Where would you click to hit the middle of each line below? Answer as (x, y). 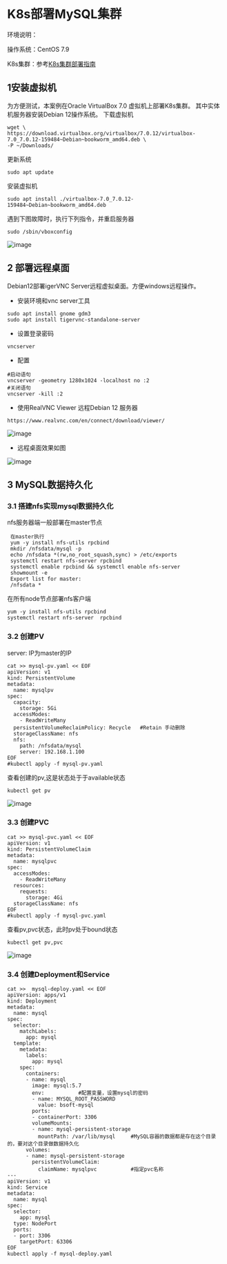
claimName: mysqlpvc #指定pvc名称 (101, 1169)
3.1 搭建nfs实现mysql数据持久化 (60, 506)
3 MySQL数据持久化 (50, 485)
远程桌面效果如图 (41, 447)
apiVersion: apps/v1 (37, 995)
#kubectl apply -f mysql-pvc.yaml (57, 916)
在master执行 (27, 537)
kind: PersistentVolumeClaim (49, 849)
